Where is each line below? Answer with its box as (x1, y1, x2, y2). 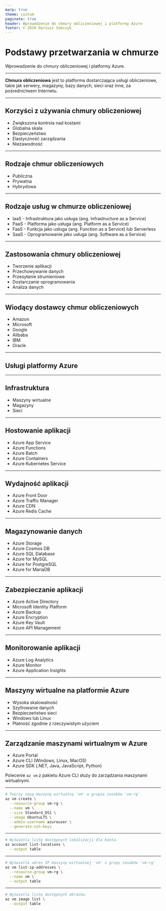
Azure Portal (12, 753, 38, 758)
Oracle (12, 343, 26, 349)
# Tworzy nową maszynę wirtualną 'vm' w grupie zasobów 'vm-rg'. (5, 792, 142, 797)
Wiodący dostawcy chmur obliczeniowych (5, 303, 139, 312)
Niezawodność (12, 141, 43, 147)
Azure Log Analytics (12, 657, 54, 663)
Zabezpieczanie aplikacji (5, 586, 83, 594)
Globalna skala (12, 125, 43, 131)
